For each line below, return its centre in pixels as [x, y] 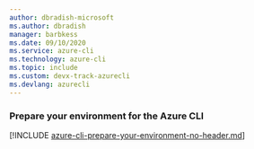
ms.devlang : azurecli [50, 84]
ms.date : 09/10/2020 [48, 43]
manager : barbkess [44, 34]
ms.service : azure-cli [52, 51]
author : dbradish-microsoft [62, 18]
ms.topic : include [44, 68]
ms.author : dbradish [48, 26]
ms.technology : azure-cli [57, 59]
